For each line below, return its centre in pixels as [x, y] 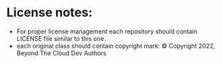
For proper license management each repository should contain [107, 31]
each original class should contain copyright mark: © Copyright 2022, [115, 46]
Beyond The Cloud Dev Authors [61, 53]
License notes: [50, 13]
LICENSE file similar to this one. [61, 38]
